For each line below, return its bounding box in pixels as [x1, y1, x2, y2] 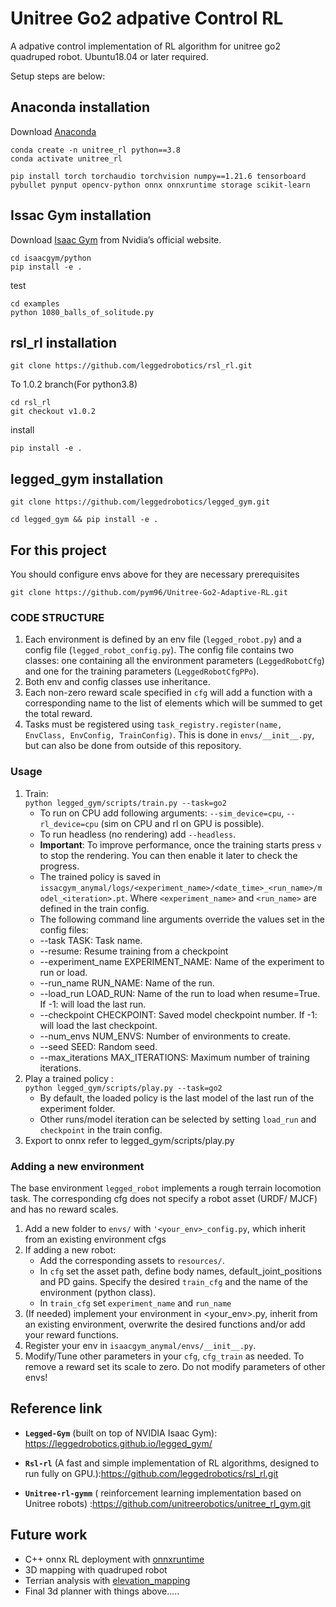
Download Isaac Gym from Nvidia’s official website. [10, 233, 222, 246]
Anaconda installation [10, 99, 151, 116]
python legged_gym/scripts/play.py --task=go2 [24, 1083, 223, 1093]
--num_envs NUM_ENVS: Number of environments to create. [39, 1030, 291, 1042]
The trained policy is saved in [39, 870, 162, 882]
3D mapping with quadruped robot [24, 1563, 168, 1576]
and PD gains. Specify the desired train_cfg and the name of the [39, 1275, 308, 1287]
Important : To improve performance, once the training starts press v [39, 838, 322, 851]
